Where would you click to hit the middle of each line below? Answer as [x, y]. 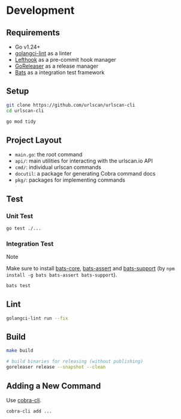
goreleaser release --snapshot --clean [56, 367]
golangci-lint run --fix [37, 318]
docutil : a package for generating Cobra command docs [85, 174]
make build [20, 351]
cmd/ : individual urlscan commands [58, 167]
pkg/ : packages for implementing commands [70, 180]
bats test [19, 286]
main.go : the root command [49, 155]
